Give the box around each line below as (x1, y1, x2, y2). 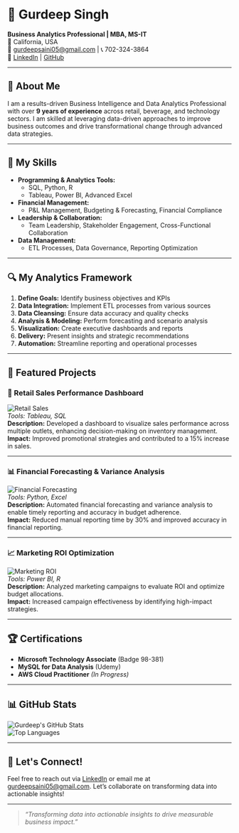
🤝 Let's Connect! (7, 756, 83, 768)
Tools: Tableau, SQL (7, 412, 67, 420)
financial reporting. (7, 523, 63, 532)
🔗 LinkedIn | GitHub (7, 53, 65, 61)
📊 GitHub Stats (7, 698, 77, 710)
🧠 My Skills (7, 156, 57, 169)
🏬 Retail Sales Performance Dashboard (7, 387, 144, 397)
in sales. (7, 442, 32, 451)
